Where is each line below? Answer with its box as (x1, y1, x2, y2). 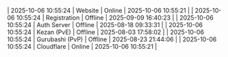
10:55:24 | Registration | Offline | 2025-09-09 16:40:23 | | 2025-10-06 (16, 14, 214, 22)
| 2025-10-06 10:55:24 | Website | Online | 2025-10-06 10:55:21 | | (7, 7, 194, 14)
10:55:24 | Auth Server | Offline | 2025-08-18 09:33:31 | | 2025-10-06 (7, 21, 203, 28)
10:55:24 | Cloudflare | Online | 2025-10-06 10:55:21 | (7, 43, 157, 50)
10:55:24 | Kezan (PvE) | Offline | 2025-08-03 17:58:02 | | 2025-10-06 (7, 28, 204, 36)
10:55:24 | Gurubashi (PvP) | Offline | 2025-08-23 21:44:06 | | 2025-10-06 (7, 35, 217, 43)
